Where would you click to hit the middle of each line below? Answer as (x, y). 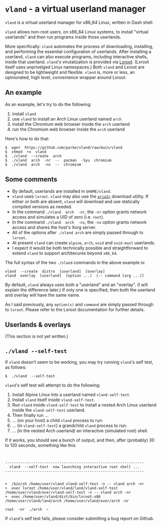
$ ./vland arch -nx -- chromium (43, 164)
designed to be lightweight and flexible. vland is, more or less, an (70, 72)
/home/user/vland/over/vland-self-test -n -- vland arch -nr (68, 492)
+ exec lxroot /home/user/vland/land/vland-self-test (62, 488)
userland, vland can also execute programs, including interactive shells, (76, 56)
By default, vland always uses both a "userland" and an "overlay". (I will (76, 285)
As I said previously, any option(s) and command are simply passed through (79, 304)
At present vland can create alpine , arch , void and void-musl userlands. (84, 243)
